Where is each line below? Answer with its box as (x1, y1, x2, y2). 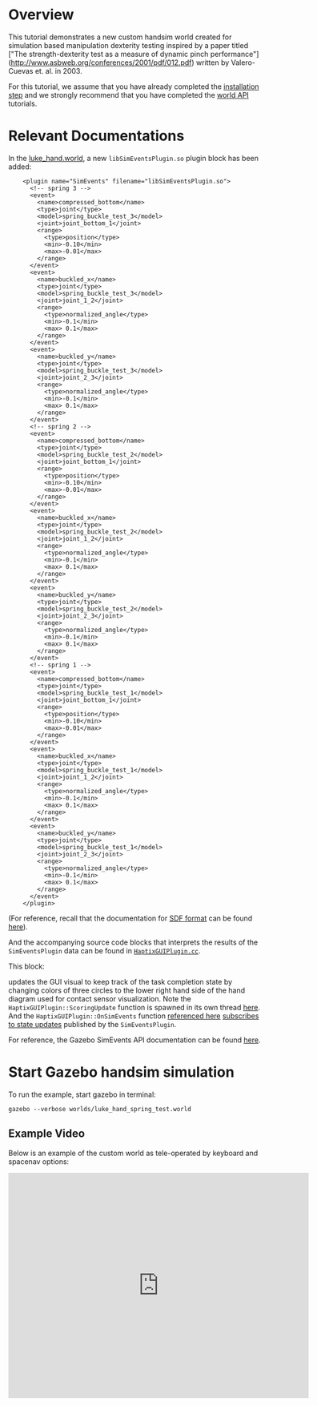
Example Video (8, 1127, 86, 1141)
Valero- (231, 58, 256, 67)
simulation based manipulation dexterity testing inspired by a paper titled (8, 40, 249, 50)
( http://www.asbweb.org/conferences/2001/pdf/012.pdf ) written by (8, 58, 230, 67)
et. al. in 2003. (34, 66, 82, 75)
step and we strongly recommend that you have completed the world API (8, 90, 250, 99)
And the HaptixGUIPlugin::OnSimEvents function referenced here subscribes (8, 1011, 259, 1021)
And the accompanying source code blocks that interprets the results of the (8, 937, 259, 947)
